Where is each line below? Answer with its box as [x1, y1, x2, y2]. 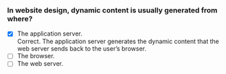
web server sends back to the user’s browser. [16, 45, 146, 53]
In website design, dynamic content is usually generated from [7, 5, 218, 15]
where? [7, 14, 33, 23]
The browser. [16, 52, 55, 60]
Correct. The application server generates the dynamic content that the [16, 37, 220, 46]
